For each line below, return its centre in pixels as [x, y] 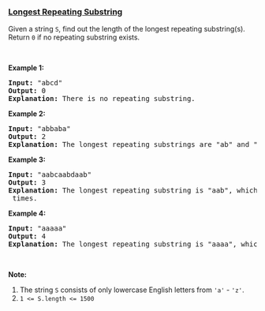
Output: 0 [27, 91]
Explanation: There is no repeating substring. [102, 99]
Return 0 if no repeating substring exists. [74, 37]
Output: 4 [27, 236]
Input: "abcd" [35, 83]
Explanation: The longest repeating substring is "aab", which [133, 191]
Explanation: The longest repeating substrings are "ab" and [129, 145]
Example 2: [27, 114]
